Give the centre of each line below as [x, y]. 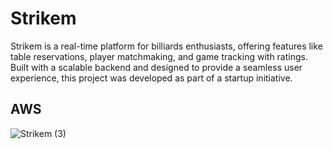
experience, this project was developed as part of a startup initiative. [151, 78]
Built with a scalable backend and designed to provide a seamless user [156, 67]
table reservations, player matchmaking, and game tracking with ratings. [159, 56]
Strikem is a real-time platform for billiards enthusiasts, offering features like [166, 46]
